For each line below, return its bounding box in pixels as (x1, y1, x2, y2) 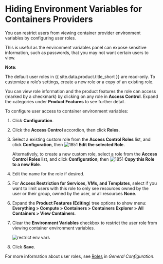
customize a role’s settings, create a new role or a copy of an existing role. (5, 79, 154, 85)
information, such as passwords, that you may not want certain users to (5, 50, 149, 56)
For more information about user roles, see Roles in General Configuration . (5, 253, 155, 259)
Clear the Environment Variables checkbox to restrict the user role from (12, 220, 157, 226)
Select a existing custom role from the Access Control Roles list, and (12, 136, 151, 142)
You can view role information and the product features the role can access (5, 88, 156, 94)
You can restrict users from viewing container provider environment (5, 30, 141, 36)
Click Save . (12, 244, 36, 249)
